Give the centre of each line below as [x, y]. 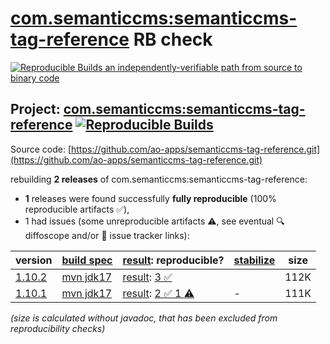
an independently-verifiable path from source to [203, 67]
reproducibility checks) [58, 328]
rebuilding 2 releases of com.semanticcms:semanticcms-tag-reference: [159, 179]
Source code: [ [41, 149]
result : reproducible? [173, 260]
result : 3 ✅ [147, 277]
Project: [35, 109]
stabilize [254, 260]
